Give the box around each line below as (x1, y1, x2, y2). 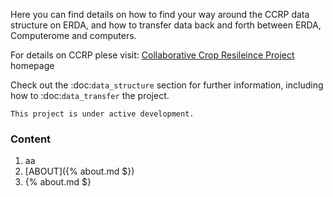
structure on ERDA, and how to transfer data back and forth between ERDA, (10, 19, 322, 31)
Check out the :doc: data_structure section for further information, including (10, 79, 324, 91)
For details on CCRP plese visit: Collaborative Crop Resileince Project (10, 49, 295, 61)
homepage (10, 60, 55, 71)
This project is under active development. (10, 109, 195, 119)
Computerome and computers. (10, 30, 137, 41)
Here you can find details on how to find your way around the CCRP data (10, 9, 310, 20)
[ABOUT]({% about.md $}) (24, 165, 135, 178)
